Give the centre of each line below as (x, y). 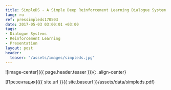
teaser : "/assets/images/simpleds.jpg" (52, 58)
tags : (11, 29)
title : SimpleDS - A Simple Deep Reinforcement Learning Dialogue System (86, 10)
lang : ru (15, 15)
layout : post (19, 48)
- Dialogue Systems (26, 34)
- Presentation (22, 43)
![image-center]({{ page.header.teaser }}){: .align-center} (66, 72)
